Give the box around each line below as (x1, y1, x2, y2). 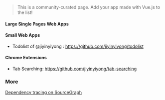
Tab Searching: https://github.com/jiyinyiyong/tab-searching (12, 66, 137, 72)
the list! (17, 9, 33, 15)
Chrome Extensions (5, 55, 47, 61)
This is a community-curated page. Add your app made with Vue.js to (17, 4, 161, 10)
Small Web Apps (5, 32, 40, 38)
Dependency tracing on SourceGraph (5, 90, 82, 96)
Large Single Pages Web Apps (5, 21, 69, 27)
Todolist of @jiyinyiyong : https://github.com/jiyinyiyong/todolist (12, 43, 144, 49)
